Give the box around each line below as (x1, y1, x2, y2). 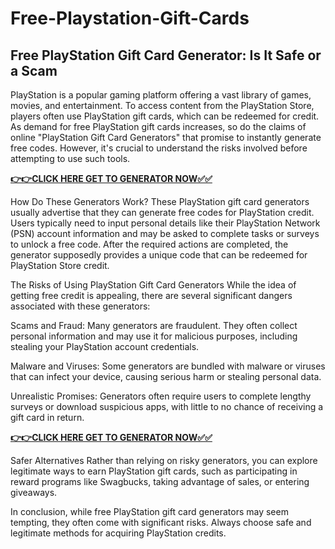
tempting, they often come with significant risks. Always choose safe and (10, 517, 312, 528)
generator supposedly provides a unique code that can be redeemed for (10, 249, 308, 261)
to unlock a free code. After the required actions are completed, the (10, 238, 289, 250)
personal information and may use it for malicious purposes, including (10, 330, 298, 342)
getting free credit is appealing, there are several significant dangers (10, 290, 293, 301)
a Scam (10, 62, 58, 79)
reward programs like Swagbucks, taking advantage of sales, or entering (10, 476, 310, 487)
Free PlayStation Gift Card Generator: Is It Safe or (10, 47, 322, 64)
